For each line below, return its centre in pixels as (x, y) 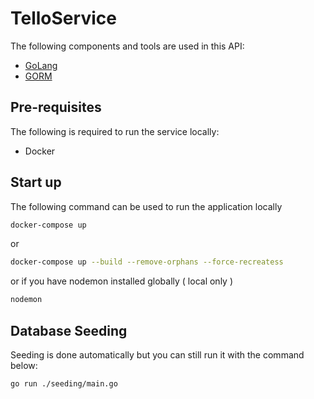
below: (24, 365)
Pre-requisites (56, 107)
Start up (36, 182)
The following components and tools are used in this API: (127, 46)
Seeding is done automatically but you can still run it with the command (157, 355)
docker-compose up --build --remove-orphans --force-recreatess (147, 262)
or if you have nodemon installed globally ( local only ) (122, 281)
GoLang (41, 65)
